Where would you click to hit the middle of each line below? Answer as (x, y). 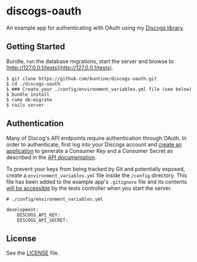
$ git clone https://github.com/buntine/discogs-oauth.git (82, 79)
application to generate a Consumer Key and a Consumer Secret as (89, 151)
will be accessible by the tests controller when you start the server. (89, 188)
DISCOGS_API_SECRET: (43, 220)
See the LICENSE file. (33, 253)
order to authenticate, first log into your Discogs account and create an (94, 144)
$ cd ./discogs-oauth (33, 84)
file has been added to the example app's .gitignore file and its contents (97, 181)
